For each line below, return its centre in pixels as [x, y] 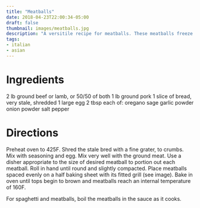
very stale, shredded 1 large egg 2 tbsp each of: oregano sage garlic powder [100, 102]
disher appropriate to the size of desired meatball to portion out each [91, 162]
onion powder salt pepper [38, 109]
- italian [18, 45]
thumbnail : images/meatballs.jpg [48, 28]
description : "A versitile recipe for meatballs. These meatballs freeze [100, 34]
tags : [13, 39]
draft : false [22, 23]
